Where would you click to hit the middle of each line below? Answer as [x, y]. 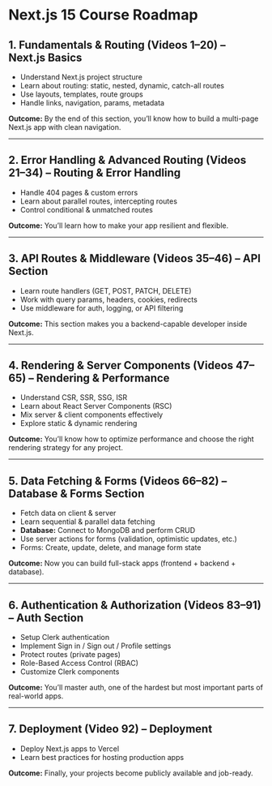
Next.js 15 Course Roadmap [103, 15]
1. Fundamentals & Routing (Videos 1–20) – [117, 45]
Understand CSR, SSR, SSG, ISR [74, 397]
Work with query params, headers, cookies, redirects [109, 299]
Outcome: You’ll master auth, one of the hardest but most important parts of [136, 688]
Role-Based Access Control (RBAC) [79, 664]
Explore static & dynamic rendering [79, 423]
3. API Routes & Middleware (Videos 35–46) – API [135, 258]
